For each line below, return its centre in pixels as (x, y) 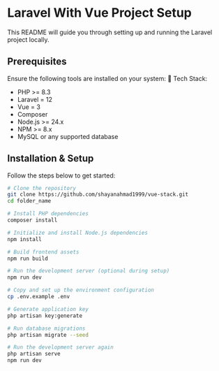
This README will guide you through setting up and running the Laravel (110, 32)
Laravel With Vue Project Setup (99, 13)
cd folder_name (29, 201)
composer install (32, 220)
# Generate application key (48, 309)
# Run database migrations (46, 328)
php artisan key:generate (45, 316)
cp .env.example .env (39, 297)
